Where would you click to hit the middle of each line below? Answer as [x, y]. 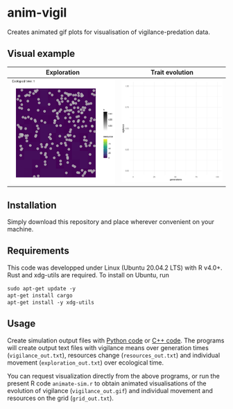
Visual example [41, 54]
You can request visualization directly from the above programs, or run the [113, 376]
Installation [32, 205]
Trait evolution [172, 72]
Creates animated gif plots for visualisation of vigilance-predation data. [109, 32]
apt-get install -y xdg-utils [51, 302]
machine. [20, 229]
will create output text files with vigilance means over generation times [108, 347]
